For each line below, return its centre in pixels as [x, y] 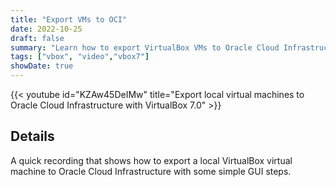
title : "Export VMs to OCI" [69, 19]
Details [32, 136]
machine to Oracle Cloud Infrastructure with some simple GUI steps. [151, 171]
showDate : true [42, 66]
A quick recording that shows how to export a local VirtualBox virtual [151, 160]
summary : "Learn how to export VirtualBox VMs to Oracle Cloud [145, 47]
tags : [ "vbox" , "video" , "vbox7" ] [80, 57]
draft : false [37, 38]
